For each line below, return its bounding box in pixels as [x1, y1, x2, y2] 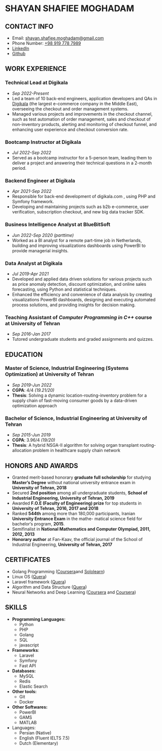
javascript [19, 642, 39, 648]
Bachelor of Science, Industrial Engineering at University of [5, 415, 147, 421]
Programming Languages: [12, 616, 66, 622]
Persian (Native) [19, 730, 52, 735]
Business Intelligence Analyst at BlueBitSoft [5, 221, 110, 228]
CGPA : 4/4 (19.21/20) [12, 387, 55, 393]
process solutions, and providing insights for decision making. [12, 302, 136, 308]
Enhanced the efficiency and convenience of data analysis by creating [12, 291, 152, 297]
